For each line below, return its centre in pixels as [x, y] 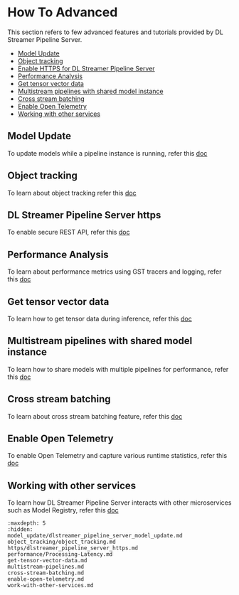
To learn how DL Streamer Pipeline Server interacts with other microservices [119, 503]
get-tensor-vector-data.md [47, 561]
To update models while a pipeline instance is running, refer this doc [107, 153]
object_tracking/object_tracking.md [62, 542]
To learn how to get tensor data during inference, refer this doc [100, 318]
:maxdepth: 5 [27, 523]
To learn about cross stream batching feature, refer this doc [95, 416]
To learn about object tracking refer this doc [72, 193]
